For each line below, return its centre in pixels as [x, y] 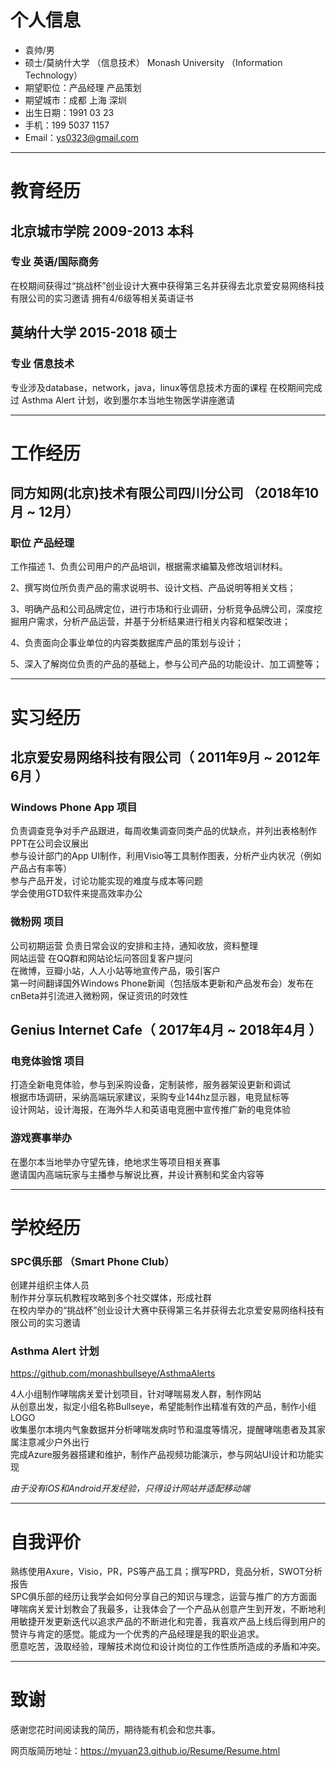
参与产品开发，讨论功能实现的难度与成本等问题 [106, 881]
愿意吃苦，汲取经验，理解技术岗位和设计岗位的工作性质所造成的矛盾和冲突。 [168, 1647]
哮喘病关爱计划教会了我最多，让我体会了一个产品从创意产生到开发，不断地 [163, 1609]
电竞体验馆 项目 [47, 1061]
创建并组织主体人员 [50, 1285]
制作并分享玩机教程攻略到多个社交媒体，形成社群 [111, 1298]
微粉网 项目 [37, 922]
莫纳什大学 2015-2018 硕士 [93, 332]
